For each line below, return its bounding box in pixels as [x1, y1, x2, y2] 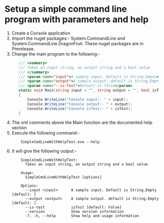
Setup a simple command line [4, 3, 127, 15]
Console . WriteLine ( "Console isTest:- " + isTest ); [27, 106, 133, 111]
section [11, 125, 27, 131]
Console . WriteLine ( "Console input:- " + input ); [27, 97, 128, 102]
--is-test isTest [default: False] [24, 205, 122, 210]
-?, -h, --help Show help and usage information [24, 214, 140, 219]
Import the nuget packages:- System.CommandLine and [11, 35, 125, 41]
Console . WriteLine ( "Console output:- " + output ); [27, 102, 133, 107]
